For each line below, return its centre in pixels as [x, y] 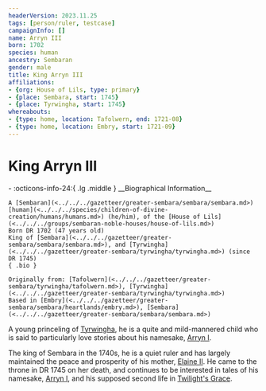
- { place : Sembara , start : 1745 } [64, 97]
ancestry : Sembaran [40, 61]
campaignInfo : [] [37, 30]
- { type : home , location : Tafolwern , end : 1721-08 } [95, 119]
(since [239, 252]
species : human [33, 53]
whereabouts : [30, 112]
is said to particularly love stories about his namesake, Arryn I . [110, 337]
